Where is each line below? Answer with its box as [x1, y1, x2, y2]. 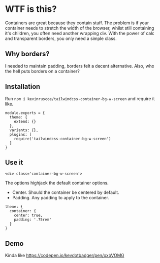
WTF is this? [5, 3, 57, 15]
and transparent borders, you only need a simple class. [5, 36, 117, 41]
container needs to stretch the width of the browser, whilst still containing [5, 25, 154, 31]
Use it [5, 158, 23, 166]
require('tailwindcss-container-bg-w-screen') [14, 136, 111, 141]
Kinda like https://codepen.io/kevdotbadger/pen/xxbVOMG [5, 253, 125, 259]
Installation [5, 82, 40, 91]
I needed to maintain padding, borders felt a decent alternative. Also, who [5, 63, 155, 69]
